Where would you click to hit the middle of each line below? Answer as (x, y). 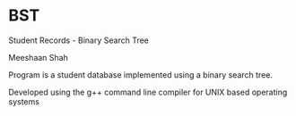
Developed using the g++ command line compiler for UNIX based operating (148, 92)
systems (24, 101)
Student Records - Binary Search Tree (79, 40)
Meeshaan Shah (38, 57)
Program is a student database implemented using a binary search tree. (140, 75)
